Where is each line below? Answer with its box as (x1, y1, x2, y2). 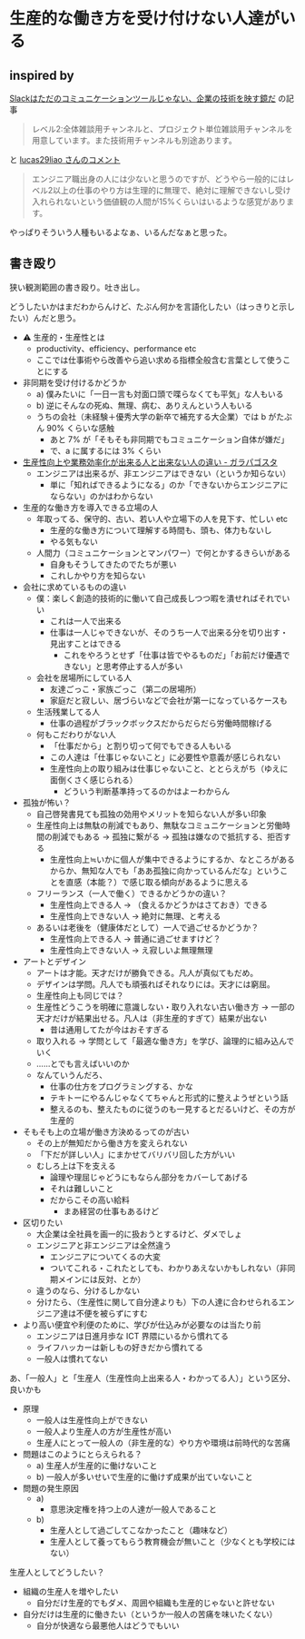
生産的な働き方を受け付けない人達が (9, 8, 280, 29)
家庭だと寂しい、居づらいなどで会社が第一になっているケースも (49, 695, 288, 706)
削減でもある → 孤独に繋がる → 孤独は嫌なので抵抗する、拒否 (52, 831, 284, 842)
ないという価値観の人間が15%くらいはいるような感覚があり (63, 196, 287, 207)
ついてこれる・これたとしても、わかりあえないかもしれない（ (49, 1262, 280, 1273)
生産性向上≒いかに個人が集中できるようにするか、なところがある (49, 854, 295, 864)
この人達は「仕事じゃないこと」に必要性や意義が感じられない (49, 751, 281, 763)
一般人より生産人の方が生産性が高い (35, 1426, 172, 1437)
